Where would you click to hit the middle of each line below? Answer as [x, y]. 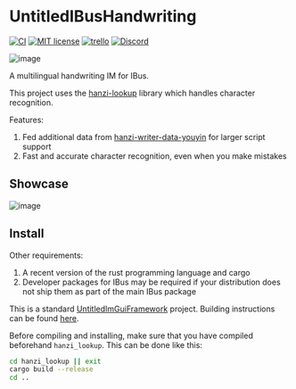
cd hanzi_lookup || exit [55, 361]
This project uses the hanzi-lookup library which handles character [132, 93]
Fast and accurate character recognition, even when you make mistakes [154, 156]
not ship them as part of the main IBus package [109, 291]
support [37, 146]
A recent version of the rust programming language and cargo [136, 272]
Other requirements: [46, 255]
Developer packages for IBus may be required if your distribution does [151, 282]
